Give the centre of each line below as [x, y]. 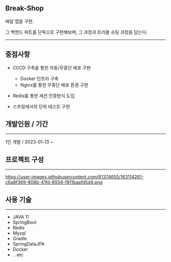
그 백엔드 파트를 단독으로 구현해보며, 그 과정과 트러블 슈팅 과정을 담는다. [76, 32]
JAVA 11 [21, 217]
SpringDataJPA [28, 244]
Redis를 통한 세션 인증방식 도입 [44, 96]
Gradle [20, 239]
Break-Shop [25, 8]
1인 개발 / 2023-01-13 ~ [29, 142]
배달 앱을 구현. [20, 21]
